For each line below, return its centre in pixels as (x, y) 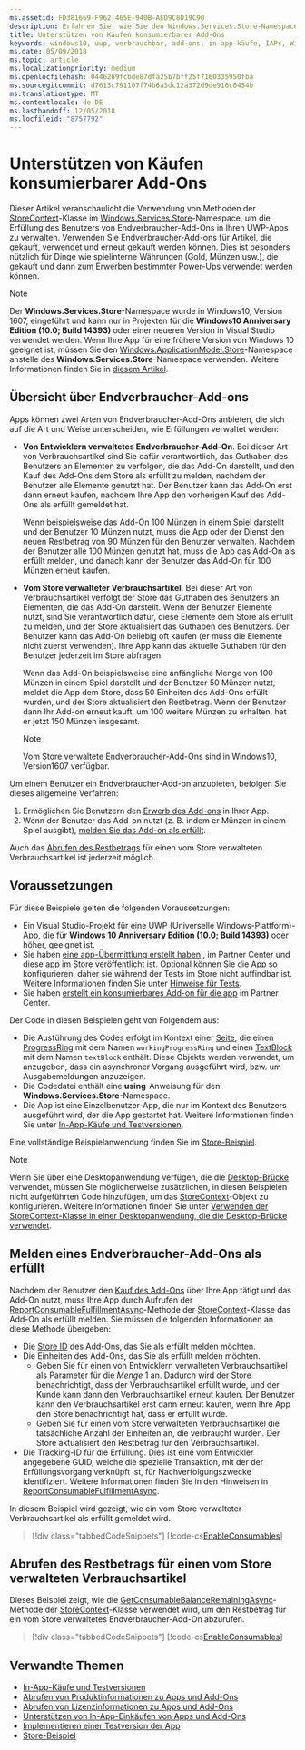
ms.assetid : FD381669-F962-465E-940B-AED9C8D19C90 (107, 18)
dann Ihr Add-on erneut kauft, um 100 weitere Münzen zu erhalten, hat (155, 711)
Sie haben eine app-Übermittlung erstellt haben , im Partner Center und (156, 954)
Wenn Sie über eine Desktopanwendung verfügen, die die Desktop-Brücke (149, 1177)
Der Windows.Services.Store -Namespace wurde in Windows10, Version (146, 311)
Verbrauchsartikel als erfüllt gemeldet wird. (90, 1518)
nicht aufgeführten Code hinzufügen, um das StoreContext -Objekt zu (139, 1196)
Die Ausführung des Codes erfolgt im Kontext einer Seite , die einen (148, 1037)
